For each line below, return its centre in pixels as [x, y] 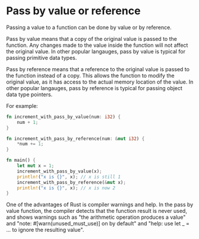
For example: [22, 106]
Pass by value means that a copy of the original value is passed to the [91, 39]
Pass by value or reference [73, 11]
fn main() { [21, 160]
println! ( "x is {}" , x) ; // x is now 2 [66, 188]
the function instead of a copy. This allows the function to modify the [90, 75]
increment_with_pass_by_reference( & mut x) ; [72, 182]
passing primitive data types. [42, 58]
